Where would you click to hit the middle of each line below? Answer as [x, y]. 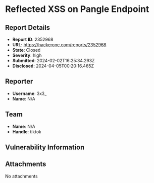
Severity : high [27, 55]
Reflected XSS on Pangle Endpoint [77, 9]
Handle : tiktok [27, 132]
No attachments [22, 176]
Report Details [28, 28]
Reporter [19, 81]
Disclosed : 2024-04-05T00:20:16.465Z [53, 66]
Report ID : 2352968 [33, 39]
